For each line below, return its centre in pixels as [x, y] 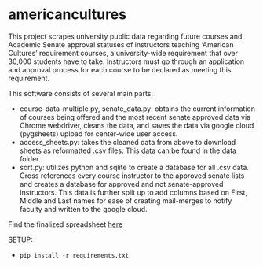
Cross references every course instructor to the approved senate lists [132, 176]
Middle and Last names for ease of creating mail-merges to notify [126, 200]
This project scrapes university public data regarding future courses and [125, 36]
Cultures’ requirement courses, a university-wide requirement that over [123, 53]
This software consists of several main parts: [81, 93]
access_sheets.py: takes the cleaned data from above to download [128, 142]
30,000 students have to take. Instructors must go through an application [126, 61]
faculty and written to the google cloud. [83, 209]
